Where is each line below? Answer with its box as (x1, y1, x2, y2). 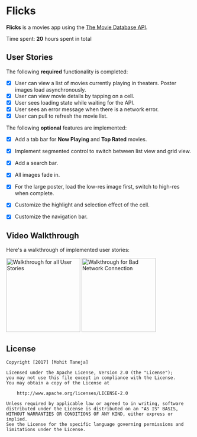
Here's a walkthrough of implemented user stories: (6, 247, 130, 254)
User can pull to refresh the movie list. (14, 112, 108, 119)
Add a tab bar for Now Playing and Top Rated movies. (14, 136, 147, 143)
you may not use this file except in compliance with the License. (6, 375, 176, 381)
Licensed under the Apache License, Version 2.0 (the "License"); (6, 370, 173, 376)
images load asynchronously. (14, 86, 86, 93)
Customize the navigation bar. (14, 213, 88, 220)
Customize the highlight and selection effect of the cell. (14, 201, 150, 208)
